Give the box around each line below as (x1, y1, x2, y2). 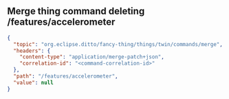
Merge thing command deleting (7, 5, 145, 17)
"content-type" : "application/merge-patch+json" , (19, 54, 165, 60)
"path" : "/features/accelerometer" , (13, 73, 118, 80)
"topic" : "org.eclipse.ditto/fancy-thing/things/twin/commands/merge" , (13, 41, 223, 47)
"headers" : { (13, 47, 51, 54)
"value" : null (13, 79, 54, 86)
